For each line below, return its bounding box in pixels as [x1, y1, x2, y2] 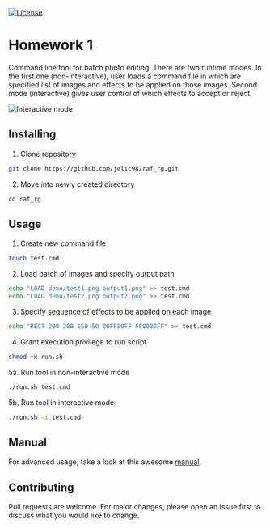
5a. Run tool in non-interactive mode [8, 367, 130, 377]
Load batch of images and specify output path [19, 269, 175, 279]
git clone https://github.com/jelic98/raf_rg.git [8, 164, 179, 173]
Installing [8, 128, 57, 142]
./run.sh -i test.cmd [8, 413, 82, 421]
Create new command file [19, 239, 107, 248]
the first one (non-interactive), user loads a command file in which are [8, 71, 242, 81]
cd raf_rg [8, 195, 42, 203]
